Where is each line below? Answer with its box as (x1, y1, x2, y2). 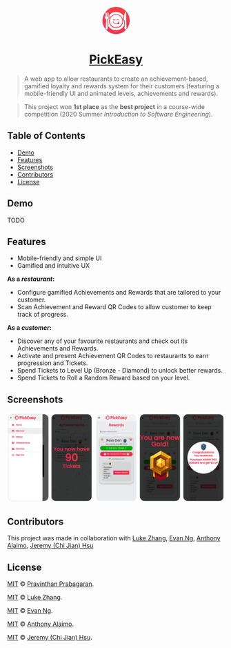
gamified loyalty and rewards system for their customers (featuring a (23, 81, 219, 90)
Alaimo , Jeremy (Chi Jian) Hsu (7, 542, 94, 550)
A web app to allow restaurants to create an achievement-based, (23, 75, 208, 83)
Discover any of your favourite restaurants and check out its (17, 337, 188, 345)
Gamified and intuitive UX (17, 262, 90, 270)
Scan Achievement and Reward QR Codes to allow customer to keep (17, 303, 212, 311)
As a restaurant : (7, 275, 55, 283)
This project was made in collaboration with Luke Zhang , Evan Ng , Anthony (7, 534, 221, 542)
